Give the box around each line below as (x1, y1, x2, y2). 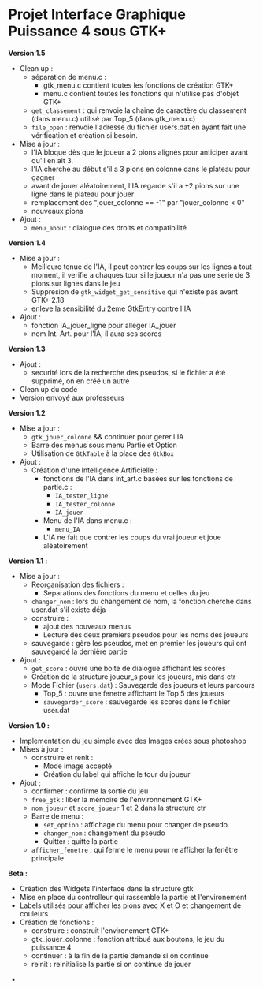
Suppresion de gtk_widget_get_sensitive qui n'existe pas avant (31, 286, 239, 297)
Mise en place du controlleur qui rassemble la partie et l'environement (19, 892, 247, 901)
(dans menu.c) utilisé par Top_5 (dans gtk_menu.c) (31, 114, 196, 123)
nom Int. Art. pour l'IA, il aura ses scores (31, 329, 162, 338)
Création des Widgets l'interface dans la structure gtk (19, 883, 194, 893)
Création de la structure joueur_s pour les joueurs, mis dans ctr (31, 672, 236, 681)
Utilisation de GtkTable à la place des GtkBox (31, 448, 175, 458)
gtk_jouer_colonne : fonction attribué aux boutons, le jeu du (31, 934, 225, 943)
